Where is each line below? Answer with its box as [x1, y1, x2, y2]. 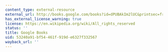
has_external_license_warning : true [5, 16, 81, 21]
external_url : [5, 12, 35, 17]
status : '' [5, 26, 28, 31]
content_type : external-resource [5, 7, 75, 12]
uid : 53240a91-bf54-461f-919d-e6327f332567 [5, 35, 97, 40]
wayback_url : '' [5, 40, 39, 45]
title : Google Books [5, 30, 48, 35]
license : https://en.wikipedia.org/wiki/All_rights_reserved [5, 21, 135, 26]
